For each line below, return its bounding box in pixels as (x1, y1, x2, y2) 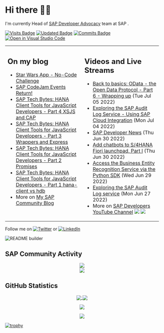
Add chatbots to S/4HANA (92, 141, 153, 148)
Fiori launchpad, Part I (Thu (92, 148, 155, 155)
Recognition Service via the (92, 166, 156, 173)
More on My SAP (16, 194, 55, 200)
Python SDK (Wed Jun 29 (92, 172, 152, 179)
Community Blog (16, 200, 54, 207)
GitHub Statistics (5, 281, 58, 290)
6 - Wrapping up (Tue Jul (92, 92, 151, 99)
